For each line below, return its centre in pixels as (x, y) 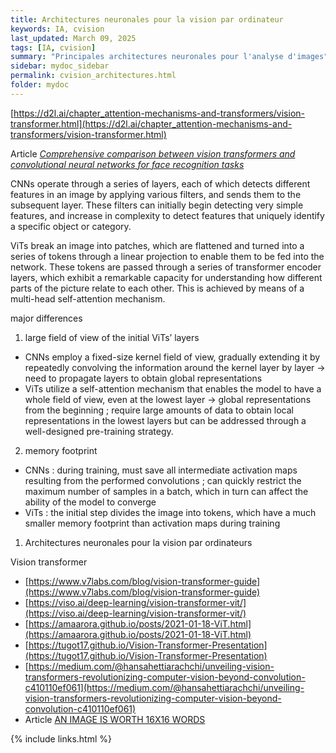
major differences (46, 318)
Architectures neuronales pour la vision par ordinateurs (138, 542)
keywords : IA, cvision (57, 29)
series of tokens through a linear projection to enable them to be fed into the (167, 256)
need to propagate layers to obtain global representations (143, 378)
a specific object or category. (71, 226)
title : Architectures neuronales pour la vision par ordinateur (147, 19)
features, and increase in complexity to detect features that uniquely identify (167, 215)
